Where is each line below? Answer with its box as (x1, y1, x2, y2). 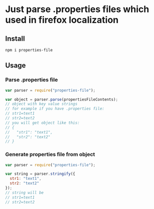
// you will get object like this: (5, 120, 80, 125)
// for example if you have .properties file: (5, 106, 105, 111)
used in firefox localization (5, 14, 119, 26)
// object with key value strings (5, 102, 78, 107)
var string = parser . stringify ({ (5, 171, 75, 177)
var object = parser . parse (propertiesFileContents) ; (5, 97, 118, 102)
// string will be (5, 190, 44, 195)
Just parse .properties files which (5, 4, 149, 15)
